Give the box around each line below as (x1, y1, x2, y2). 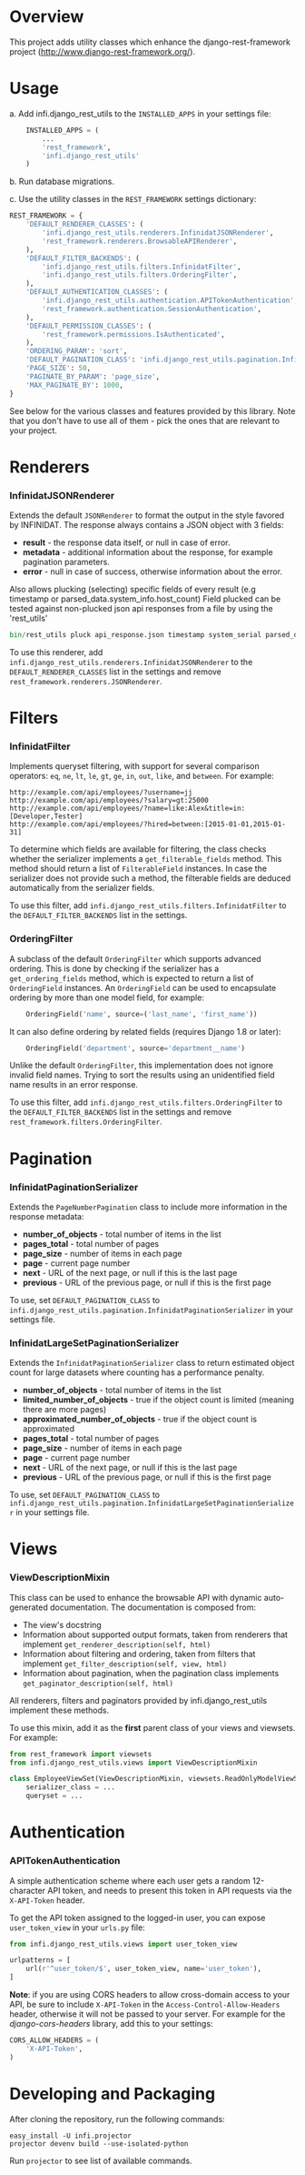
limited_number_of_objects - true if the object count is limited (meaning (22, 1394, 295, 1405)
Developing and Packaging (9, 2083, 216, 2104)
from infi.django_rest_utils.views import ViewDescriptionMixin (9, 1758, 258, 1767)
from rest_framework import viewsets (9, 1749, 152, 1758)
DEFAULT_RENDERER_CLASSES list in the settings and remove (9, 666, 222, 677)
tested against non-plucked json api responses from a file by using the (9, 602, 274, 613)
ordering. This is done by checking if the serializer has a (9, 963, 220, 974)
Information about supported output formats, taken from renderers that (22, 1629, 289, 1640)
